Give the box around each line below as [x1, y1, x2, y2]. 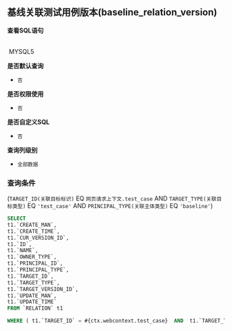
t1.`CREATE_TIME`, [7, 227, 60, 235]
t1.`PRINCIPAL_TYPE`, [7, 267, 70, 274]
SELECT [7, 215, 26, 223]
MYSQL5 [8, 47, 35, 55]
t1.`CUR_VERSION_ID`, [7, 234, 70, 241]
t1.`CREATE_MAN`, [7, 221, 57, 228]
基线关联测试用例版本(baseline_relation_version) [7, 6, 217, 19]
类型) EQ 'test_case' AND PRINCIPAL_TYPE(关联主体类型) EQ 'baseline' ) [12, 202, 213, 210]
